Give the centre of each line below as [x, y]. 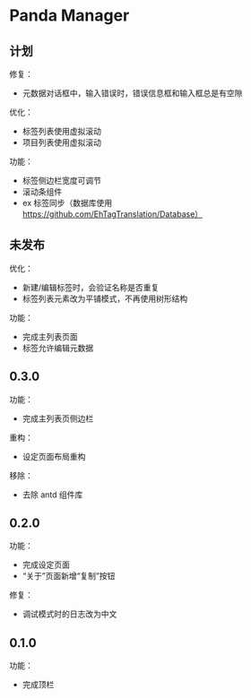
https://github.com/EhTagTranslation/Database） [113, 214]
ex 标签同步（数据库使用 [67, 203]
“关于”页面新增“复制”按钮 [69, 576]
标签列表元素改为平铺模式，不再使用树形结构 [105, 298]
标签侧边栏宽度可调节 [61, 181]
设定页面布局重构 [54, 456]
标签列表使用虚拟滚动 [61, 131]
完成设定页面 [46, 564]
